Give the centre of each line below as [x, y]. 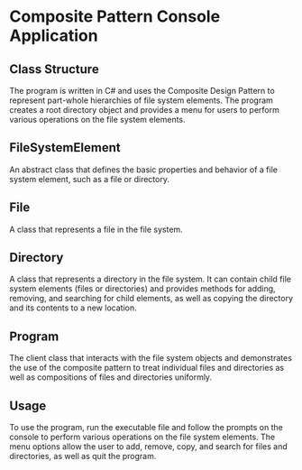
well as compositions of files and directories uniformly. [111, 377]
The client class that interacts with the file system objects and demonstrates [151, 358]
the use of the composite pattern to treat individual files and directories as [147, 368]
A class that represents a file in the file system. [96, 229]
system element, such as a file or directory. [89, 179]
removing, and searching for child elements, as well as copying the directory [151, 299]
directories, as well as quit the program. [83, 456]
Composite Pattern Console [115, 17]
